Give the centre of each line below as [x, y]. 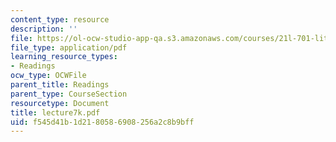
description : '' [44, 29]
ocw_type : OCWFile [48, 76]
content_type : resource [60, 19]
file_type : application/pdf [69, 47]
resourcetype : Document [60, 103]
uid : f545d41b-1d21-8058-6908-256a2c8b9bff [102, 122]
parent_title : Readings [60, 85]
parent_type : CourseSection [69, 94]
